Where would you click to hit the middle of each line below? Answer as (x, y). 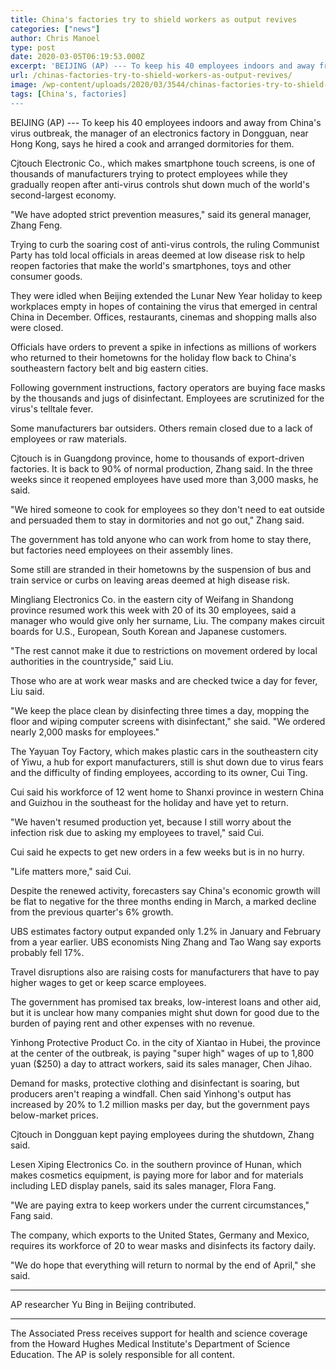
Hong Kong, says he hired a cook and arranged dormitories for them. (152, 143)
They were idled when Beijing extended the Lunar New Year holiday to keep (166, 295)
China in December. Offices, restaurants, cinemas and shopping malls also (163, 317)
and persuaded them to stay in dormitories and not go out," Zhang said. (157, 520)
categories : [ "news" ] (55, 29)
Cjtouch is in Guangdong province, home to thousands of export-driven (157, 458)
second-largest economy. (63, 195)
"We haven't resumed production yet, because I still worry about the (151, 822)
